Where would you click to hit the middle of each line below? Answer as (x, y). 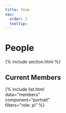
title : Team (17, 10)
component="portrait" (28, 100)
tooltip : (18, 24)
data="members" (23, 94)
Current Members (33, 77)
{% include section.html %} (33, 62)
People (20, 48)
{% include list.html (25, 89)
